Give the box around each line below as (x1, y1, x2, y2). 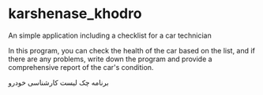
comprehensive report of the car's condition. (8, 62, 154, 71)
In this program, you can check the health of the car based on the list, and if (8, 46, 255, 55)
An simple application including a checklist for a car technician (8, 31, 212, 40)
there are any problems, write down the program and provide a (8, 54, 212, 64)
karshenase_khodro (8, 5, 142, 23)
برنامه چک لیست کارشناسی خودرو (8, 78, 109, 87)
